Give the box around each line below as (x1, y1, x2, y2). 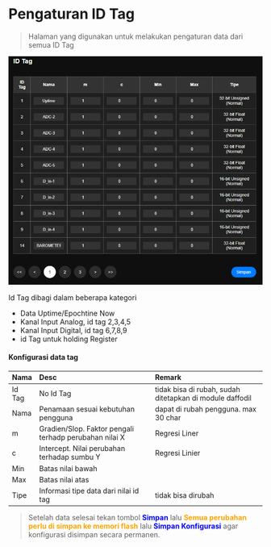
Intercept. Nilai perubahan (39, 444, 126, 453)
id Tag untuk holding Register (19, 334, 119, 344)
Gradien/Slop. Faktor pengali (39, 424, 135, 434)
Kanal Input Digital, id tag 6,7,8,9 (19, 325, 127, 335)
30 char (154, 412, 181, 422)
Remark (154, 373, 181, 382)
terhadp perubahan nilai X (39, 432, 125, 442)
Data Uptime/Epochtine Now (19, 308, 115, 318)
